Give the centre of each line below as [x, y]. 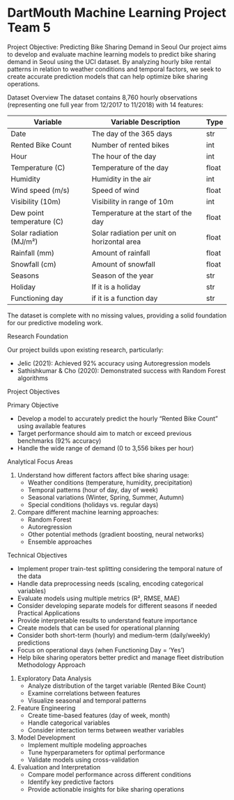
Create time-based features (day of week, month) [99, 715]
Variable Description [146, 122]
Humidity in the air [122, 179]
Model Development [46, 737]
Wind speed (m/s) [40, 190]
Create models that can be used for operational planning [98, 627]
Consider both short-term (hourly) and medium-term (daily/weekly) [114, 635]
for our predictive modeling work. [55, 322]
